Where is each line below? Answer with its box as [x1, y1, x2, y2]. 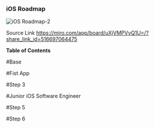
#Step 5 [6, 104, 25, 111]
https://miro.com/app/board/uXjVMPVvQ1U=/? [36, 29, 149, 36]
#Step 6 [6, 115, 25, 122]
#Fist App [6, 70, 30, 77]
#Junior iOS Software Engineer [6, 93, 81, 100]
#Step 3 [6, 81, 25, 88]
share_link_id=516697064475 [6, 36, 77, 43]
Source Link [6, 29, 35, 36]
